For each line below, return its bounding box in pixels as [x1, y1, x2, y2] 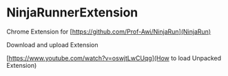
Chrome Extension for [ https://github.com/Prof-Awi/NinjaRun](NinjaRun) [6, 27, 211, 36]
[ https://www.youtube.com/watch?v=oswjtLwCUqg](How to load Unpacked [6, 53, 222, 62]
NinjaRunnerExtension [6, 5, 138, 21]
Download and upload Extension [6, 40, 99, 49]
